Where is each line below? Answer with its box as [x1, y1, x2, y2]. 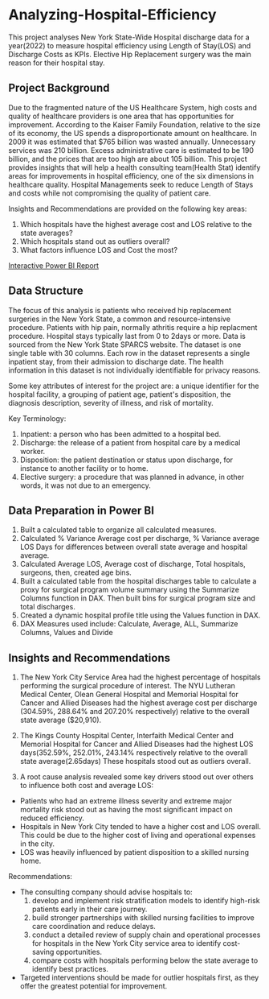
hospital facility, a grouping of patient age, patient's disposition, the [8, 389, 231, 399]
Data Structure [8, 284, 84, 298]
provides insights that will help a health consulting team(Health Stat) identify [8, 163, 261, 172]
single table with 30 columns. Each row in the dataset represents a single [8, 348, 251, 357]
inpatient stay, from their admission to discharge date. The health [8, 357, 224, 366]
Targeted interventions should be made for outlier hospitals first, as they [19, 972, 259, 983]
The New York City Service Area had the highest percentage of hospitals [19, 672, 261, 682]
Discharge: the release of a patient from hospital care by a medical [19, 437, 241, 448]
